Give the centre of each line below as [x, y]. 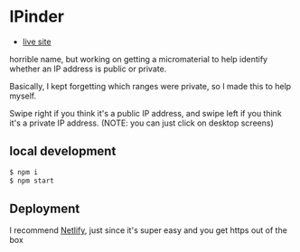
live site [37, 42]
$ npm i [24, 172]
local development [63, 151]
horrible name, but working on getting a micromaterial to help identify [139, 59]
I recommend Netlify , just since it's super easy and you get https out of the [148, 230]
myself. [23, 96]
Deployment [45, 208]
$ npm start [32, 181]
